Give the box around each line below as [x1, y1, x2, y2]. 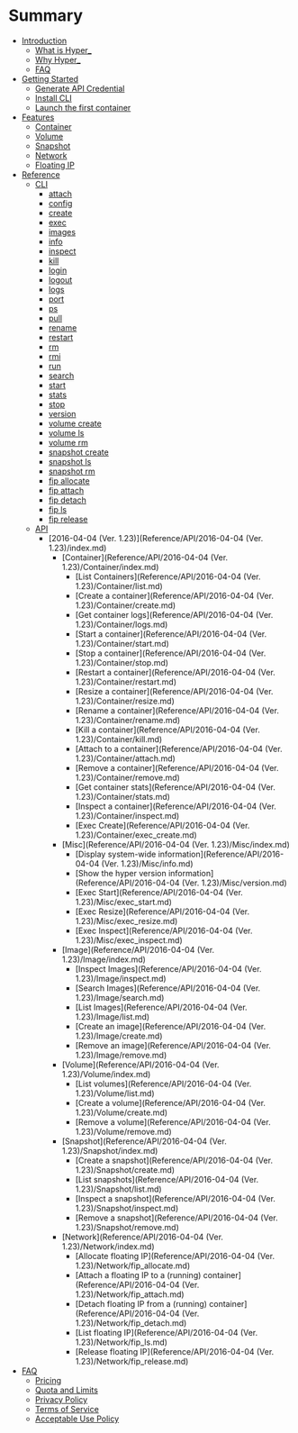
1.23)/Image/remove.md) [75, 1049, 167, 1060]
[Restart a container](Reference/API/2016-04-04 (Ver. [75, 667, 275, 677]
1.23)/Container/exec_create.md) [75, 830, 197, 840]
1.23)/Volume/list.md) [75, 1087, 155, 1099]
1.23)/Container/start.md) [75, 638, 170, 648]
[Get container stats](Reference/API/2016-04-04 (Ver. [75, 781, 275, 793]
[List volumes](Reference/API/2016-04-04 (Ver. [75, 1078, 252, 1089]
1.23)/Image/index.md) [61, 954, 146, 965]
